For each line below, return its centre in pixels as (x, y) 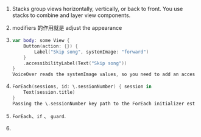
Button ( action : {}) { (51, 46)
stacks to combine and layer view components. (71, 15)
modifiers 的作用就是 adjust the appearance (67, 28)
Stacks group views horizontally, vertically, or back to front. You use (97, 9)
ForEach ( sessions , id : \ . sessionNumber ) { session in (82, 87)
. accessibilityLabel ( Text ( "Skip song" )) (75, 63)
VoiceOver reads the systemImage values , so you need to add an (95, 75)
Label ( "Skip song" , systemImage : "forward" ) (92, 52)
